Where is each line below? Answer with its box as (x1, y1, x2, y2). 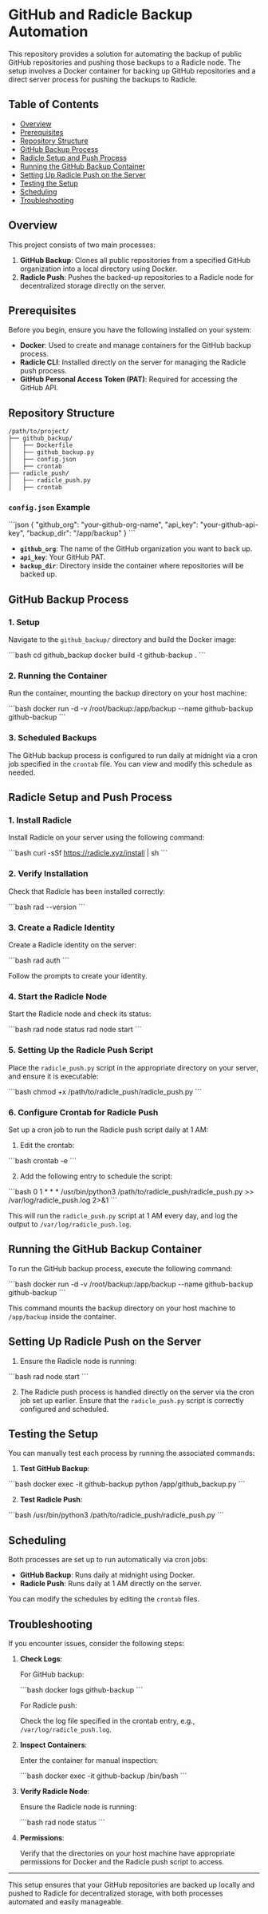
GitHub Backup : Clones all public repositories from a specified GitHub (19, 255, 251, 265)
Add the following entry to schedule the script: (19, 1171, 173, 1181)
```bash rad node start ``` (8, 1371, 89, 1381)
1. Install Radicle (8, 815, 72, 826)
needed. (8, 768, 36, 777)
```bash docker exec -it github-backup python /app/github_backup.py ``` (8, 1479, 246, 1489)
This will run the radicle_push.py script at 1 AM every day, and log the (8, 1210, 238, 1220)
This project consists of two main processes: (8, 240, 156, 249)
